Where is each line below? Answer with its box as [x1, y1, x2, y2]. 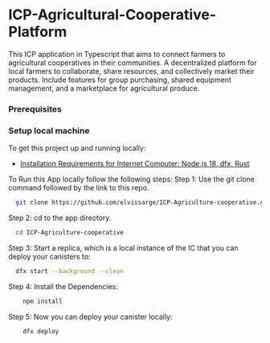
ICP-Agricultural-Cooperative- [8, 6, 217, 24]
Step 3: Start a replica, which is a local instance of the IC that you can [8, 243, 239, 252]
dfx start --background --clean [15, 267, 125, 275]
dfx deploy [22, 327, 59, 335]
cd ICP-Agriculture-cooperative [15, 229, 125, 237]
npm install [22, 297, 63, 305]
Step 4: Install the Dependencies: [8, 281, 118, 291]
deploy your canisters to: [8, 251, 91, 261]
